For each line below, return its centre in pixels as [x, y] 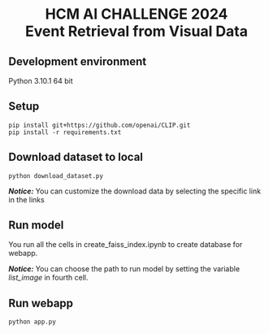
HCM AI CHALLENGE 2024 [137, 14]
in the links [26, 199]
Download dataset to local [76, 157]
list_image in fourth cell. [48, 278]
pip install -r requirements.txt [65, 132]
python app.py [33, 322]
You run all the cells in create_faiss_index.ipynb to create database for [126, 245]
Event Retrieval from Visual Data [137, 31]
